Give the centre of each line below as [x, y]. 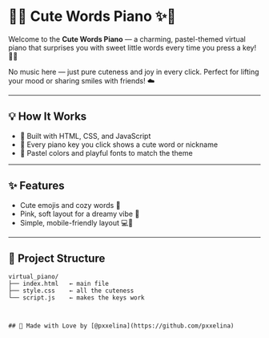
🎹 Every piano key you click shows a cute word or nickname [119, 145]
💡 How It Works [48, 117]
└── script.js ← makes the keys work [77, 298]
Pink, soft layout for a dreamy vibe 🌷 [80, 214]
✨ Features [36, 186]
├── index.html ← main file [59, 284]
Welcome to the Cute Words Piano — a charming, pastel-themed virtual [127, 39]
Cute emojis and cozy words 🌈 [70, 205]
